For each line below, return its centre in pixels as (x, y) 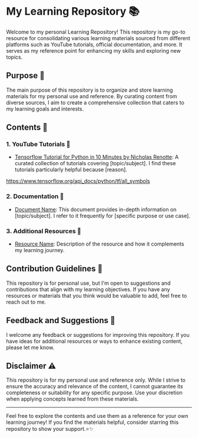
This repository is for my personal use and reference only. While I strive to (96, 380)
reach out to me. (26, 302)
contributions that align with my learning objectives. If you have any (88, 289)
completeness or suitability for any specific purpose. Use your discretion (94, 393)
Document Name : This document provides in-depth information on (95, 209)
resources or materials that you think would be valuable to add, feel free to (97, 295)
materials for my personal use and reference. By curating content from (92, 96)
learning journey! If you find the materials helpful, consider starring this (92, 422)
